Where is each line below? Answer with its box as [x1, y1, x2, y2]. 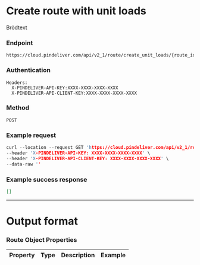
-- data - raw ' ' [6, 161, 42, 167]
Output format [6, 214, 79, 227]
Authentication [6, 66, 51, 74]
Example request [6, 131, 57, 139]
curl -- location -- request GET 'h [6, 145, 92, 151]
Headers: [6, 79, 28, 86]
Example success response [6, 175, 87, 183]
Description [61, 251, 95, 260]
